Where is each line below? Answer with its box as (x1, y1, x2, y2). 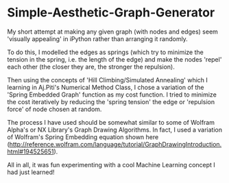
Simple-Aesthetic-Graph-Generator (7, 5, 215, 21)
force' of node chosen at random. (7, 105, 102, 113)
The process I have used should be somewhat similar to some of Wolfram (7, 118, 215, 126)
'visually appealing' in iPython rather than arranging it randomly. (7, 34, 189, 42)
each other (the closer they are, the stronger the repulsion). (7, 62, 175, 71)
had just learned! (7, 168, 55, 176)
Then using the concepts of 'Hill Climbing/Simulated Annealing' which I (7, 75, 208, 84)
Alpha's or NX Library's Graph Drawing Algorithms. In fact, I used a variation (7, 125, 223, 134)
